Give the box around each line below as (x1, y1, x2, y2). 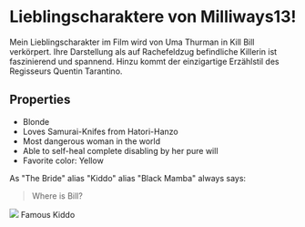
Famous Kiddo (20, 209, 76, 220)
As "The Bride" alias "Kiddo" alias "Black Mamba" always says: (9, 172, 247, 183)
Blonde (22, 116, 50, 127)
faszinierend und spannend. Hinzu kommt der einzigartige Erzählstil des (9, 56, 280, 67)
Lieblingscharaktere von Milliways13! (9, 6, 297, 27)
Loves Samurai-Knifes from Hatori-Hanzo (22, 126, 179, 137)
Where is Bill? (31, 190, 84, 201)
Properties (9, 92, 71, 108)
